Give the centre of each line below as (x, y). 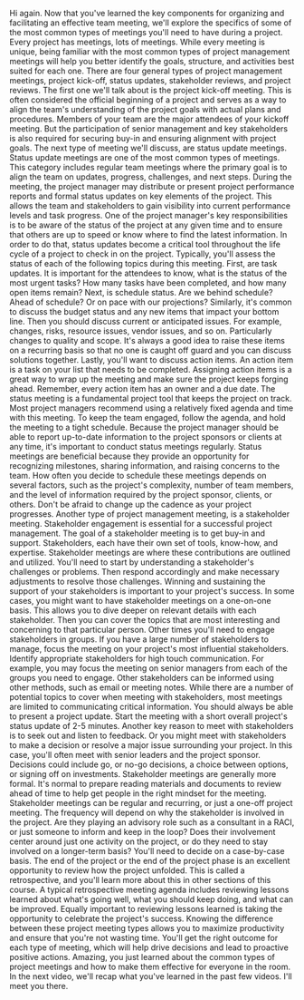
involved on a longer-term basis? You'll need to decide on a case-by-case (147, 851)
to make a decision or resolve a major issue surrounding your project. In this (151, 745)
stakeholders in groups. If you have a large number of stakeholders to (139, 639)
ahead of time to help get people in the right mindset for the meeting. (138, 793)
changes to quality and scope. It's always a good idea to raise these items (147, 340)
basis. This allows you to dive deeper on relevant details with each (133, 610)
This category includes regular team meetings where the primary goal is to (148, 167)
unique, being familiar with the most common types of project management (150, 52)
